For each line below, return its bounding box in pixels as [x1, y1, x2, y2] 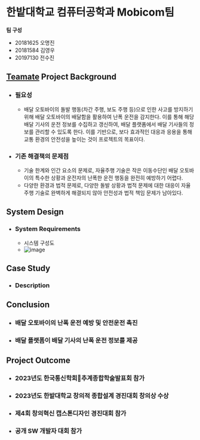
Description [14, 281, 50, 289]
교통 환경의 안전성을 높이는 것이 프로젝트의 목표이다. [23, 135, 145, 142]
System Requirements [14, 225, 81, 233]
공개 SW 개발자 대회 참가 [14, 427, 82, 435]
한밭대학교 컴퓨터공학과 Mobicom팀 [6, 5, 175, 19]
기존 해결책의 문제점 [14, 152, 69, 160]
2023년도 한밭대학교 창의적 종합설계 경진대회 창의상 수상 [14, 392, 169, 400]
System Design [6, 207, 64, 217]
